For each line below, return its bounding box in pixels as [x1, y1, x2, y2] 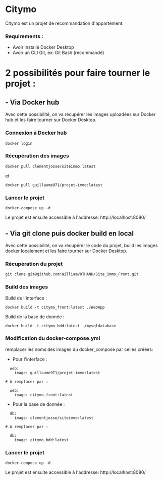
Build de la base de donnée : [5, 314, 65, 320]
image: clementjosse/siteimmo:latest [14, 415, 94, 421]
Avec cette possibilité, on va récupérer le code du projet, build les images [5, 242, 158, 248]
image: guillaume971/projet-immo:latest [14, 370, 100, 375]
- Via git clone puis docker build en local [5, 229, 134, 237]
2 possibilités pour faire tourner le [5, 67, 150, 79]
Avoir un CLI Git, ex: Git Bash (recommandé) [12, 49, 104, 56]
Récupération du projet [5, 260, 63, 267]
